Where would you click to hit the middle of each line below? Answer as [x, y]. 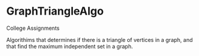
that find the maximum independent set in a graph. [70, 46]
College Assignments [33, 28]
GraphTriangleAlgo [55, 11]
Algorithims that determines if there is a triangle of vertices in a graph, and [100, 40]
